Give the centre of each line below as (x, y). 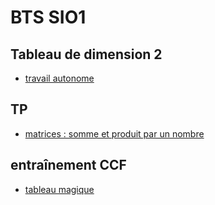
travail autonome (59, 78)
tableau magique (59, 189)
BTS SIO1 (48, 17)
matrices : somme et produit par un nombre (114, 133)
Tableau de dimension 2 (86, 54)
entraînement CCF (68, 165)
